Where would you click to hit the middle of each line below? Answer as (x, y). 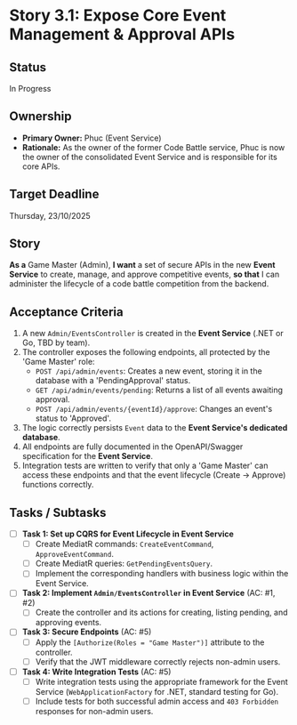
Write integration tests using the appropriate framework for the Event (162, 681)
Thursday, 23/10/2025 (50, 215)
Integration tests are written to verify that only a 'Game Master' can (145, 466)
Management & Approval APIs (122, 34)
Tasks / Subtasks (58, 512)
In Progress (30, 89)
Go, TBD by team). (56, 342)
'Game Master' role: (58, 362)
